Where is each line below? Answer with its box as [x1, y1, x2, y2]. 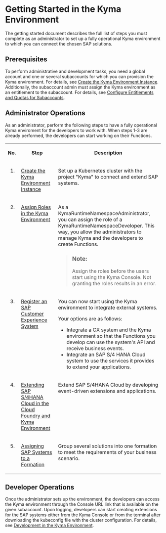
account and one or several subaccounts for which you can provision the [5, 73, 154, 80]
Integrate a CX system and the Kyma [66, 326, 151, 333]
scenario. [58, 455, 80, 462]
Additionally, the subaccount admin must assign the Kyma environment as [5, 84, 156, 90]
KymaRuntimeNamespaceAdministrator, [58, 210, 151, 217]
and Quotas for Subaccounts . [5, 94, 65, 100]
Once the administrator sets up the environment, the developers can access [5, 496, 160, 502]
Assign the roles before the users [72, 268, 149, 275]
